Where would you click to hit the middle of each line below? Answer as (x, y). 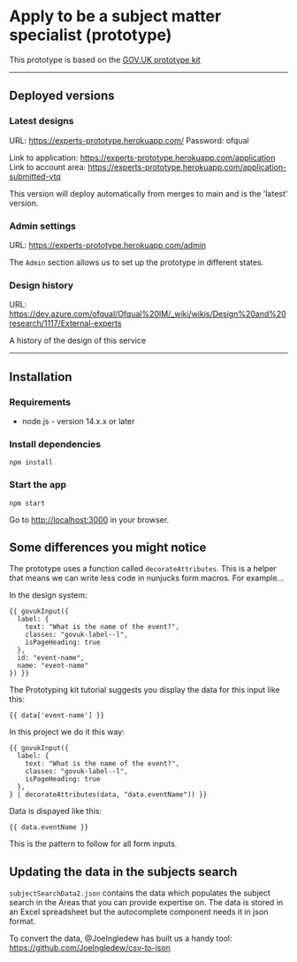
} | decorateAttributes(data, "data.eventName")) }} (108, 795)
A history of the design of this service (78, 341)
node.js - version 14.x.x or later (78, 421)
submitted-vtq (35, 176)
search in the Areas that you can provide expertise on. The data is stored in (146, 903)
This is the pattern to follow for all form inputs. (93, 844)
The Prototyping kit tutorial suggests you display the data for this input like (145, 690)
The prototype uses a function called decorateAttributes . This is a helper (143, 569)
